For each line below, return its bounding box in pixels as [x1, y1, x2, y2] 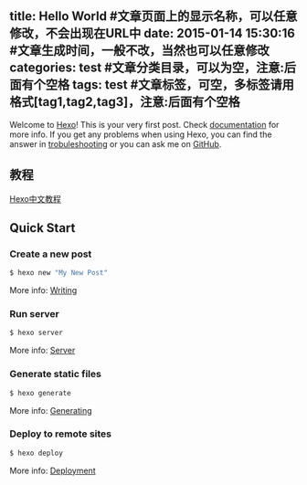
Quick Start [9, 220, 76, 236]
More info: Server [9, 345, 76, 356]
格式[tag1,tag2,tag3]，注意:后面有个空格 [9, 94, 240, 110]
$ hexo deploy [9, 448, 64, 458]
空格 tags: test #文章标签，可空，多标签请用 [45, 77, 295, 93]
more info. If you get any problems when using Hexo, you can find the [9, 129, 272, 140]
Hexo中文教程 [9, 193, 61, 204]
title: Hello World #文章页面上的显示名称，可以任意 [9, 8, 298, 25]
